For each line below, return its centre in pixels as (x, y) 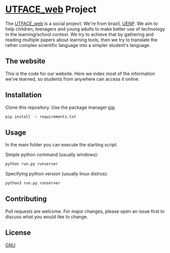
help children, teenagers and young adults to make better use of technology (85, 29)
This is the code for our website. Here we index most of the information (80, 73)
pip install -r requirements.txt (41, 117)
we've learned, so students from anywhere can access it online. (72, 79)
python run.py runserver (32, 164)
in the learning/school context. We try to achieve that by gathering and (80, 34)
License (18, 233)
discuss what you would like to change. (47, 217)
